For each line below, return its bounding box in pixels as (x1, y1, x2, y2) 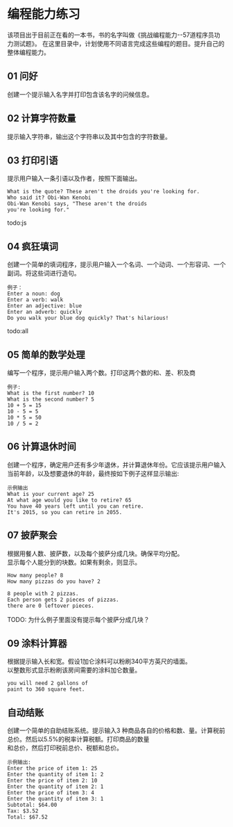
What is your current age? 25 (7, 490, 95, 497)
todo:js (7, 218, 27, 227)
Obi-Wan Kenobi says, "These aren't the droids (7, 200, 148, 207)
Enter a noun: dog (7, 290, 60, 298)
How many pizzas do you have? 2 (7, 578, 101, 585)
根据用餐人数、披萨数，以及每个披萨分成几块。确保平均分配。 (7, 549, 184, 557)
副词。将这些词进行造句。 (7, 269, 80, 278)
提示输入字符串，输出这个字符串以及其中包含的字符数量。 (7, 132, 171, 140)
